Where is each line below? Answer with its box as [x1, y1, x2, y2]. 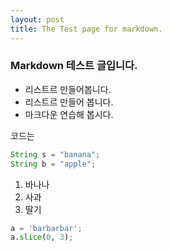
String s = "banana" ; [10, 149, 101, 160]
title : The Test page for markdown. [10, 24, 163, 34]
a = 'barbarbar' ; [10, 223, 83, 233]
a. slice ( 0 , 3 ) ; [10, 232, 74, 243]
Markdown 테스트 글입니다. [10, 59, 138, 73]
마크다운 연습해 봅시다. [24, 108, 114, 120]
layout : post [10, 14, 65, 25]
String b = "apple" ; [10, 159, 97, 169]
